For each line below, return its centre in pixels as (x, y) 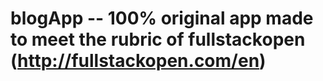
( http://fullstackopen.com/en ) (138, 61)
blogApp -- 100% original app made (162, 18)
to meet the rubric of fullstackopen (158, 39)
